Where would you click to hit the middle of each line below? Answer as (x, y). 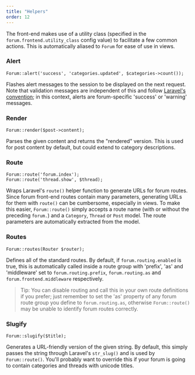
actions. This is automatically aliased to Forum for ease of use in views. (90, 46)
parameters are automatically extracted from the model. (73, 222)
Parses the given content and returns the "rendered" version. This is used (95, 141)
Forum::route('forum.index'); (43, 175)
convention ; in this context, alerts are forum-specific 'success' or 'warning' (97, 97)
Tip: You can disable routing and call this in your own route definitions (104, 290)
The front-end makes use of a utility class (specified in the (76, 33)
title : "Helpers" (27, 11)
